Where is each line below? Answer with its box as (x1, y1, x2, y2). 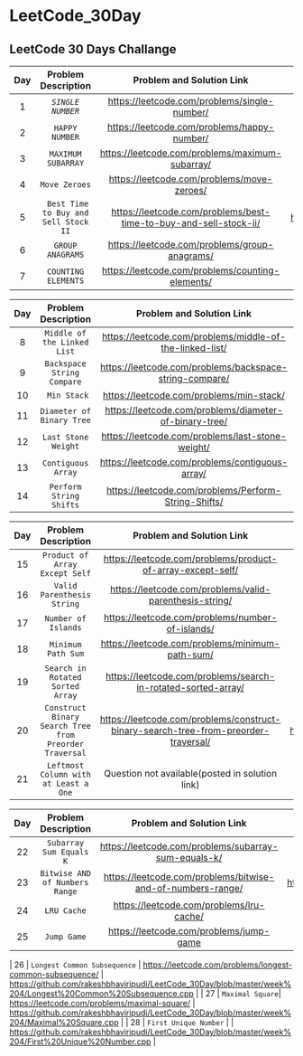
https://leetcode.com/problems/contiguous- (99, 456, 289, 468)
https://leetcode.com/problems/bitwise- (103, 871, 275, 882)
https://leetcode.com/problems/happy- (106, 121, 275, 133)
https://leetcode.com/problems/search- (105, 670, 276, 683)
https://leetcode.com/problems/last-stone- (101, 430, 287, 442)
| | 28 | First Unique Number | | (120, 1017, 234, 1027)
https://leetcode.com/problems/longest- (142, 959, 293, 970)
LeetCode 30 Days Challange (9, 42, 178, 57)
